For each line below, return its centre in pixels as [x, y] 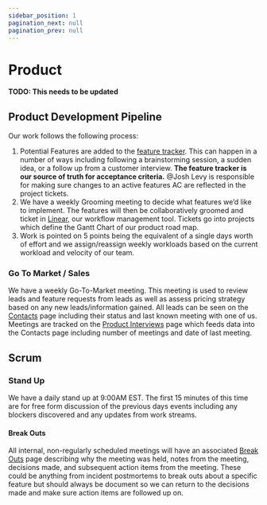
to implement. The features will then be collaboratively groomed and [132, 211]
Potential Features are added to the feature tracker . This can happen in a [138, 151]
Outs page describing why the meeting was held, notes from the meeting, [129, 459]
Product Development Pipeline [85, 117]
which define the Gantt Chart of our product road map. [109, 227]
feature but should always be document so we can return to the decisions [129, 484]
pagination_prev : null [46, 30]
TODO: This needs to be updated [63, 91]
